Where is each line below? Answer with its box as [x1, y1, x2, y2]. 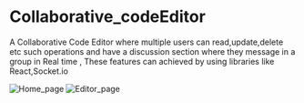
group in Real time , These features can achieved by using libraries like [9, 56, 275, 67]
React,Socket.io [9, 66, 68, 77]
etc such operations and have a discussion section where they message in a [9, 46, 296, 57]
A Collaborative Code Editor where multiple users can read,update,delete [9, 36, 284, 47]
